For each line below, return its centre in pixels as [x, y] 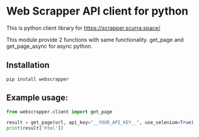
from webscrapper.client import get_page [59, 112]
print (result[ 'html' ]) [35, 129]
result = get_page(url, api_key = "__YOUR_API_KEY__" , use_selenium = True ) [100, 122]
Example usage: [37, 98]
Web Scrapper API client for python [97, 11]
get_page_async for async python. [49, 46]
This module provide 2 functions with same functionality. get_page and [95, 39]
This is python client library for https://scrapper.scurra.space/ [83, 28]
